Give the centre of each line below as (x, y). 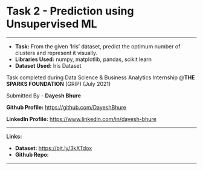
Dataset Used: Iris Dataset (48, 65)
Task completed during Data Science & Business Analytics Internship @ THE (101, 77)
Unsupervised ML (52, 24)
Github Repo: (32, 154)
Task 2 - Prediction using (70, 11)
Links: (14, 136)
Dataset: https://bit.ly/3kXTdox (53, 148)
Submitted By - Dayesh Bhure (44, 96)
